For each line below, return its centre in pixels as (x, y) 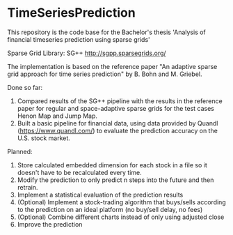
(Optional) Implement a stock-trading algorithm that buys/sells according (121, 202)
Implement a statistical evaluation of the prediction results (100, 195)
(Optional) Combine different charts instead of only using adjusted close (121, 217)
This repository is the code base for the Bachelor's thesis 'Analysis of (107, 32)
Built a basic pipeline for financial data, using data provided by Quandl (118, 123)
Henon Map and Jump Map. (57, 116)
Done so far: (25, 87)
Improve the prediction (50, 224)
